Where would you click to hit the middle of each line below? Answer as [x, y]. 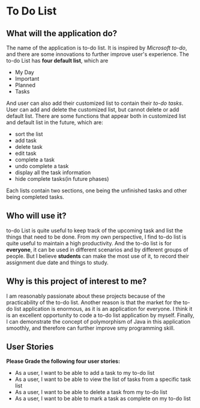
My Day [24, 72]
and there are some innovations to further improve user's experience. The [98, 54]
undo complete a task [42, 166]
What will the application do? [62, 33]
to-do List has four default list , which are [57, 61]
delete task [29, 147]
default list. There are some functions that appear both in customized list [96, 116]
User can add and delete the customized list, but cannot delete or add [93, 109]
